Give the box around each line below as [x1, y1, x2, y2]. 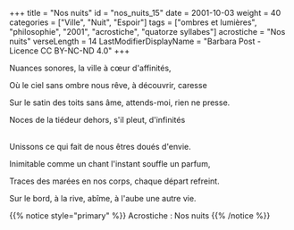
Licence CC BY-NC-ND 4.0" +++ [9, 45, 130, 56]
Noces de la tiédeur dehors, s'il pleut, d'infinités [9, 115, 186, 125]
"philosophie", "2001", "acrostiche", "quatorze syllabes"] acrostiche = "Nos [9, 27, 286, 37]
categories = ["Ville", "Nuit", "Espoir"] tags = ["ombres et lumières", [9, 17, 257, 28]
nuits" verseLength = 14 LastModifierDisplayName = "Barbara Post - [9, 36, 262, 46]
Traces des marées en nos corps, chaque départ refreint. [9, 176, 221, 186]
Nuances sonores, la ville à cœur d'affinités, [9, 62, 172, 73]
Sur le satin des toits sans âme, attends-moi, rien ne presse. [9, 97, 231, 108]
